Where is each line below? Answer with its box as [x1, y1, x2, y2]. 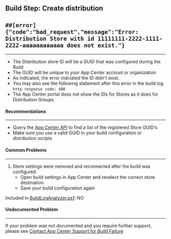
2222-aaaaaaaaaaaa [5, 41, 64, 49]
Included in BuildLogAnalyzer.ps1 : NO [5, 195, 84, 201]
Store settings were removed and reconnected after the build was [12, 163, 151, 169]
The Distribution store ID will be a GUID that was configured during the [12, 59, 161, 65]
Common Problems [5, 147, 47, 153]
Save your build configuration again [20, 185, 95, 191]
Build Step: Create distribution [5, 4, 103, 13]
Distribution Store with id [5, 35, 95, 42]
